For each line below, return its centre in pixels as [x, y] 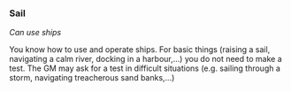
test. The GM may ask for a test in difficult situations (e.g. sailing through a [145, 68]
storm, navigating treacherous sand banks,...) [92, 78]
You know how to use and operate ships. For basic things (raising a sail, [140, 50]
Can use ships [35, 33]
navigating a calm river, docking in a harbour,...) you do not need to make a [146, 59]
